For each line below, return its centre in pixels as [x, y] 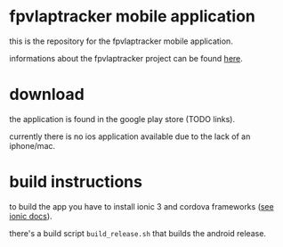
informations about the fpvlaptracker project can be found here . [126, 58]
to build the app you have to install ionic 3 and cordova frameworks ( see [141, 206]
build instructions [76, 182]
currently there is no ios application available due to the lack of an [130, 136]
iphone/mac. [32, 145]
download [47, 95]
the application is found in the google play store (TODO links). [122, 119]
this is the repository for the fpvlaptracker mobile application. [121, 41]
